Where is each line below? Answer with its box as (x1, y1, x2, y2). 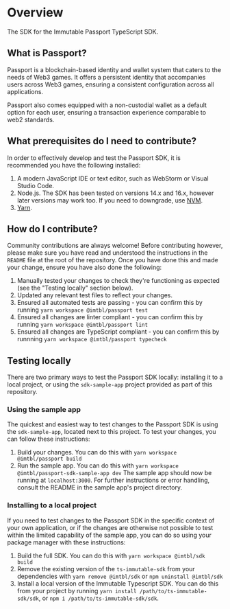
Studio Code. (16, 181, 55, 189)
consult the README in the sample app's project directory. (16, 483, 183, 492)
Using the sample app (7, 405, 81, 415)
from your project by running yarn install (16, 586, 137, 595)
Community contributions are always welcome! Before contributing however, (7, 242, 223, 250)
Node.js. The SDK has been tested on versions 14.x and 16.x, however (16, 189, 214, 197)
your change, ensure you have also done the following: (7, 263, 162, 272)
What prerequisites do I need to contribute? (7, 135, 197, 147)
